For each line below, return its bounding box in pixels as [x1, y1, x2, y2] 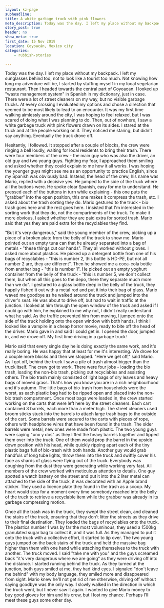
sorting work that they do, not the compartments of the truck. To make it [5, 210, 150, 216]
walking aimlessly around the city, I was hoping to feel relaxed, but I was [5, 112, 150, 118]
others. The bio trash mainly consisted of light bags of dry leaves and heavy [5, 374, 158, 380]
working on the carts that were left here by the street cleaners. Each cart [5, 400, 151, 406]
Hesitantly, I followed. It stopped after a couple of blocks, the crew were [5, 142, 150, 148]
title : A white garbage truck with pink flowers [5, 16, 106, 21]
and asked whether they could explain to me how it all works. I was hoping [5, 163, 155, 169]
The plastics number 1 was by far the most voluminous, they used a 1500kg [5, 524, 156, 530]
